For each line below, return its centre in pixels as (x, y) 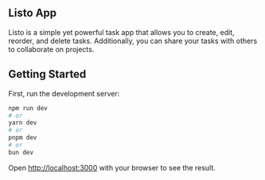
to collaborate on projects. (51, 49)
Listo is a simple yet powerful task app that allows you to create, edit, (121, 32)
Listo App (33, 13)
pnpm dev (23, 138)
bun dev (21, 152)
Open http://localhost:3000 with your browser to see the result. (112, 167)
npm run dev (28, 108)
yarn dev (23, 123)
